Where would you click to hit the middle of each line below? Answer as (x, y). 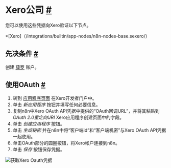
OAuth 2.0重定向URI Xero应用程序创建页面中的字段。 (68, 117)
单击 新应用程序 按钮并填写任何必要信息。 (56, 104)
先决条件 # (22, 54)
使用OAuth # (26, 85)
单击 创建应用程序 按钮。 (39, 123)
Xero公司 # (29, 10)
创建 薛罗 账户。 (22, 67)
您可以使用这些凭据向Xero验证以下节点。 (48, 25)
